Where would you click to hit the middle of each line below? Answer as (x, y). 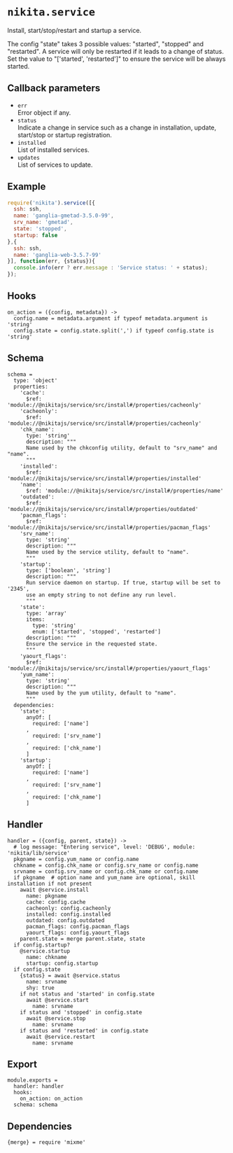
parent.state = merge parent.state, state (83, 939)
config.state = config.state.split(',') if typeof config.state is (114, 330)
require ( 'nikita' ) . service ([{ (51, 203)
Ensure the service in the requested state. (92, 644)
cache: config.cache (56, 902)
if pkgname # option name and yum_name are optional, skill (105, 877)
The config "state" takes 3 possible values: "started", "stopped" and (106, 43)
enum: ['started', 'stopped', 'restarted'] (97, 631)
